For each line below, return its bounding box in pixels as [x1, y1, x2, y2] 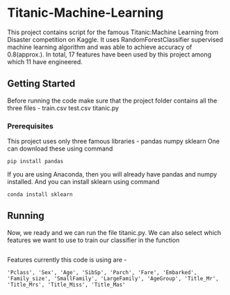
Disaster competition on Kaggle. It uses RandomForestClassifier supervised [7, 35, 224, 43]
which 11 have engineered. [7, 57, 83, 66]
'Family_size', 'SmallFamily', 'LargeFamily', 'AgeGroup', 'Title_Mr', [7, 275, 219, 282]
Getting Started [7, 78, 76, 90]
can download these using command [7, 144, 113, 153]
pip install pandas [7, 158, 64, 165]
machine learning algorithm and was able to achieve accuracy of [7, 43, 192, 51]
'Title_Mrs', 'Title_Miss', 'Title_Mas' [7, 281, 126, 288]
